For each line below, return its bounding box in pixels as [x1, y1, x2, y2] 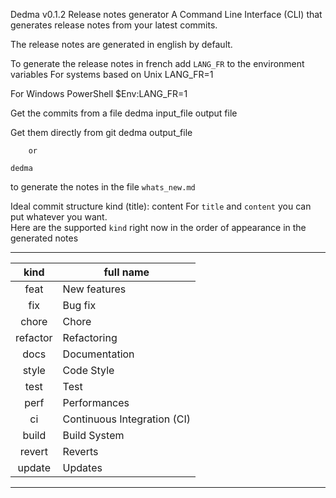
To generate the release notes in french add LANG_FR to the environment [10, 58, 305, 69]
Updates [62, 461, 103, 474]
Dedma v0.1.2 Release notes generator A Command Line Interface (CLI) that [10, 9, 323, 20]
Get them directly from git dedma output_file [10, 127, 193, 138]
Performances [62, 396, 130, 409]
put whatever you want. [10, 211, 108, 223]
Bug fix [62, 299, 97, 312]
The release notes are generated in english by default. [10, 39, 233, 50]
